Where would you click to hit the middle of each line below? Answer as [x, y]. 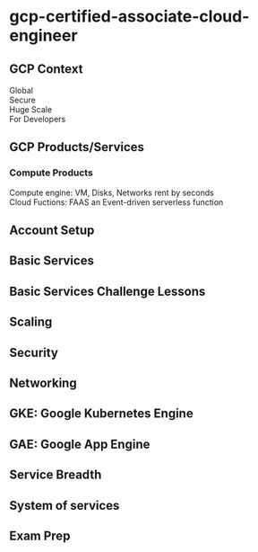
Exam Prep [40, 535]
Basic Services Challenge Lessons [107, 291]
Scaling [31, 322]
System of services [64, 505]
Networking [43, 383]
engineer [43, 36]
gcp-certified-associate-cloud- [129, 17]
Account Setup [52, 231]
